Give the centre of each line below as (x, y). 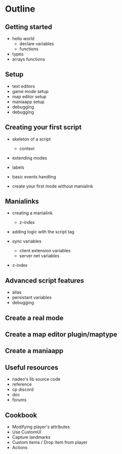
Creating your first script (43, 127)
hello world (23, 38)
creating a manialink (32, 213)
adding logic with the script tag (43, 232)
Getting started (29, 27)
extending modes (29, 158)
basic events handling (34, 176)
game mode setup (30, 91)
